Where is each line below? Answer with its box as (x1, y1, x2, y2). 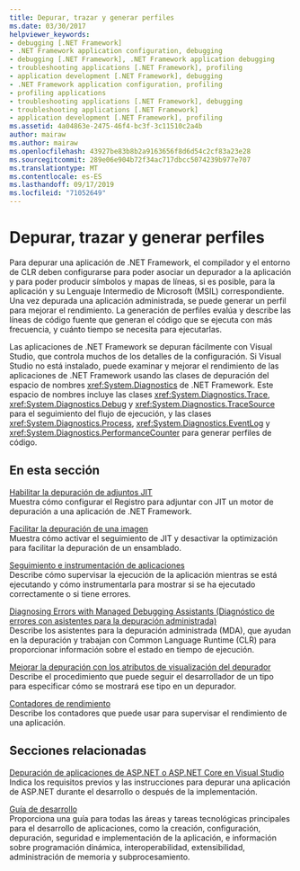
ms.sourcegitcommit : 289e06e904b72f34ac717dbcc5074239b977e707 (9, 155, 251, 164)
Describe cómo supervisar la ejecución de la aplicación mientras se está (9, 569, 278, 580)
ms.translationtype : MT (9, 164, 99, 173)
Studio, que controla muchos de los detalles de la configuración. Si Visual (9, 351, 282, 361)
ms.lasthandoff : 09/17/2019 (9, 181, 115, 190)
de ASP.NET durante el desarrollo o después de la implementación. (9, 786, 258, 796)
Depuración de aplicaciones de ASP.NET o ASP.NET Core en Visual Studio (9, 767, 285, 778)
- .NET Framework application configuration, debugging (9, 47, 223, 56)
